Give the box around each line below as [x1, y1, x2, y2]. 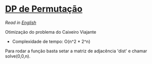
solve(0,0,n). [5, 53, 31, 59]
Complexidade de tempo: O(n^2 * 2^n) [12, 38, 91, 44]
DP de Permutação [5, 3, 82, 15]
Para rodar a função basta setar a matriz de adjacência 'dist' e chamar [5, 48, 148, 54]
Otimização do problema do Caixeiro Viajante [5, 29, 97, 35]
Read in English [5, 20, 37, 25]
